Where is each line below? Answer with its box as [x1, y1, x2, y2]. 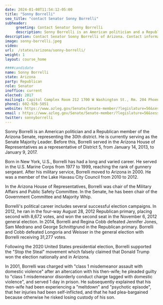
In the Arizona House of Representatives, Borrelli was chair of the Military [5, 183, 152, 189]
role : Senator [5, 84, 34, 88]
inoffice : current [5, 88, 42, 93]
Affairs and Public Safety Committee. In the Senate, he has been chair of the [5, 188, 158, 194]
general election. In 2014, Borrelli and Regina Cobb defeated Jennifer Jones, [5, 219, 158, 224]
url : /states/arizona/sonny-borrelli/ [5, 48, 86, 52]
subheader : [5, 20, 27, 26]
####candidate [5, 66, 34, 70]
